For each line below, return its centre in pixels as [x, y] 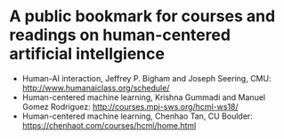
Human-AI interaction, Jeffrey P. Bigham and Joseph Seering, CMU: [146, 78]
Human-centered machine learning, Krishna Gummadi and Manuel [143, 97]
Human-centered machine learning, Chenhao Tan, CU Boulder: [138, 116]
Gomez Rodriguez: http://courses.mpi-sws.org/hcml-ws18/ [130, 106]
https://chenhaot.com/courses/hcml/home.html [109, 125]
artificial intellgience [87, 54]
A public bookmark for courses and [142, 16]
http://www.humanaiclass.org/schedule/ [96, 88]
